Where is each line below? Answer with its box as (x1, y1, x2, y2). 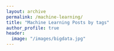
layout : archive (6, 8, 46, 15)
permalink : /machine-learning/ (6, 14, 83, 20)
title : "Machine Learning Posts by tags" (6, 19, 110, 25)
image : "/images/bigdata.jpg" (11, 36, 86, 42)
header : (6, 30, 25, 36)
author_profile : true (6, 25, 60, 31)
